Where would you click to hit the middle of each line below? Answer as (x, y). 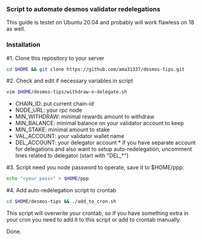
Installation (24, 45)
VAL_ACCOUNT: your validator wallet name (70, 136)
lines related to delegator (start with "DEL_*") (72, 156)
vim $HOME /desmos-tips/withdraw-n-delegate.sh (67, 92)
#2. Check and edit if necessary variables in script (70, 81)
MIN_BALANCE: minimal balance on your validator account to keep (99, 123)
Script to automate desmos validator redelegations (84, 9)
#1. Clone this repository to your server (55, 58)
